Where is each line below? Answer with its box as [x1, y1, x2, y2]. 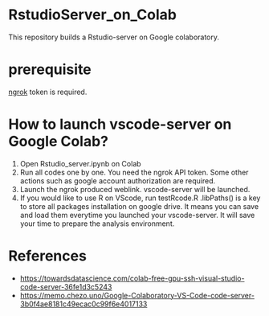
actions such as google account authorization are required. [19, 175, 216, 186]
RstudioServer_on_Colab [8, 6, 177, 24]
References [8, 247, 87, 265]
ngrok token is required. [8, 87, 88, 96]
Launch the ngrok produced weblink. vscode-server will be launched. [19, 184, 251, 194]
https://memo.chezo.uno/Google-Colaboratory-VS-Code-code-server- [19, 290, 255, 300]
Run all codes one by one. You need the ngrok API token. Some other [19, 167, 249, 177]
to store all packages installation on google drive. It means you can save [19, 201, 259, 211]
